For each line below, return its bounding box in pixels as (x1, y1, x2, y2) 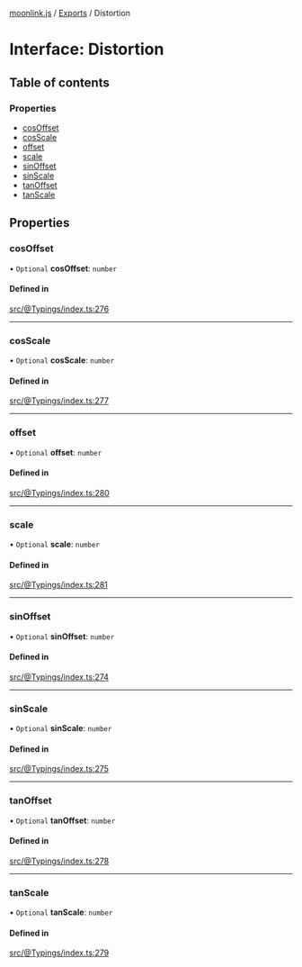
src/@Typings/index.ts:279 (9, 947, 110, 958)
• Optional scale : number (9, 539, 101, 550)
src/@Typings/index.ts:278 (9, 855, 110, 866)
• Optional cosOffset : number (9, 263, 118, 274)
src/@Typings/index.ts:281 (9, 580, 108, 591)
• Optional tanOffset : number (9, 815, 116, 826)
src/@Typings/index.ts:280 (9, 487, 110, 498)
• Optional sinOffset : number (9, 630, 115, 642)
